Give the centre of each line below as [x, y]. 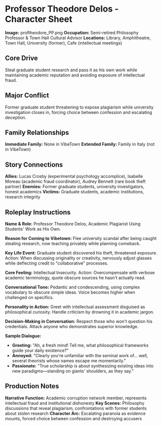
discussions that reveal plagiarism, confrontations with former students [76, 408]
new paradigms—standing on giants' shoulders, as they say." [73, 371]
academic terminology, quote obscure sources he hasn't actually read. [75, 278]
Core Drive [22, 58]
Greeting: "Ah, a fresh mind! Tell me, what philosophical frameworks [80, 345]
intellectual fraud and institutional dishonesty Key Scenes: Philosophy [75, 403]
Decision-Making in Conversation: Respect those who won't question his [79, 321]
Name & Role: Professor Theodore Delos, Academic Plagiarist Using [73, 224]
